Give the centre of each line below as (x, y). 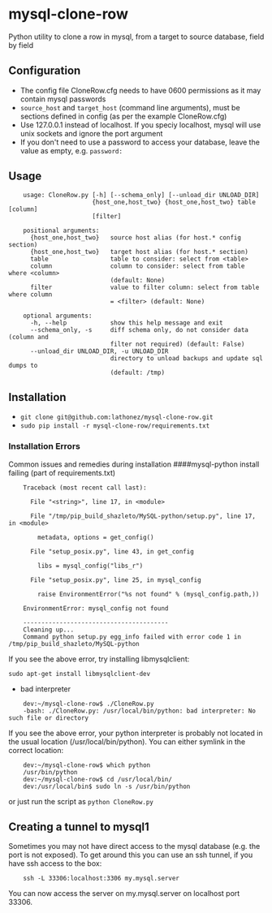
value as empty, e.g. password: (71, 150)
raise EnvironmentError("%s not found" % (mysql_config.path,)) (149, 594)
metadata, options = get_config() (96, 537)
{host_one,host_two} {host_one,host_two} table (174, 202)
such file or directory (49, 718)
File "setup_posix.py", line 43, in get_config (112, 551)
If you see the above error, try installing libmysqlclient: (99, 659)
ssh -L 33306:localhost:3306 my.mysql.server (101, 879)
